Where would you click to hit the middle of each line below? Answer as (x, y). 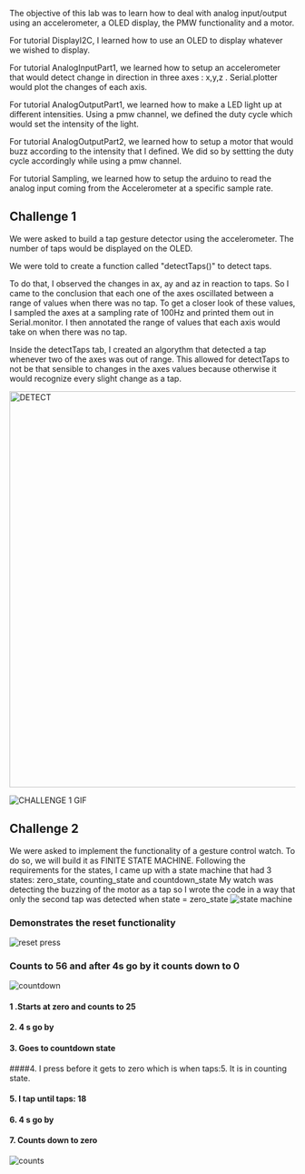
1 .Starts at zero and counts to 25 (73, 1006)
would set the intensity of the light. (74, 124)
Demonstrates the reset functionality (93, 922)
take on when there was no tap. (69, 332)
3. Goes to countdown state (63, 1048)
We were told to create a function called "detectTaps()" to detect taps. (141, 266)
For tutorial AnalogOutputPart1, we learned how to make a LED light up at (146, 105)
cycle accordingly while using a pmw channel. (95, 161)
